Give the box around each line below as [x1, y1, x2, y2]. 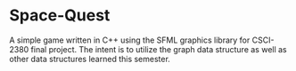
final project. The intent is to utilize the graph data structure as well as [30, 43, 287, 54]
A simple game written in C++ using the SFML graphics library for [9, 35, 251, 45]
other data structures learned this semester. [9, 53, 171, 64]
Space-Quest [9, 5, 111, 26]
